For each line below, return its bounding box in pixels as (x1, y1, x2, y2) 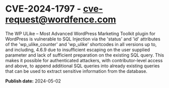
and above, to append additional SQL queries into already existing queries (5, 63, 160, 69)
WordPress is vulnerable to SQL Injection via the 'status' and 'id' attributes (5, 36, 161, 42)
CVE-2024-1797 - (5, 3, 81, 15)
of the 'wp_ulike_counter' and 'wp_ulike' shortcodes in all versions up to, (5, 41, 157, 47)
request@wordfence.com (5, 14, 116, 25)
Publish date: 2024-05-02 (5, 78, 61, 84)
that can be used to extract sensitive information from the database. (5, 68, 148, 74)
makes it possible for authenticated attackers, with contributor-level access (5, 57, 163, 63)
